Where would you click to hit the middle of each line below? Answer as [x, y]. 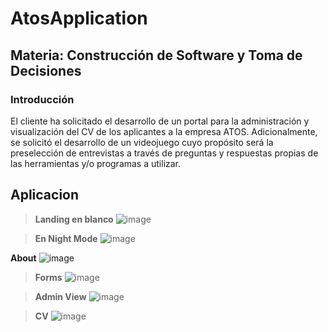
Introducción [42, 99]
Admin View [60, 296]
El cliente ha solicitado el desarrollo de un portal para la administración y [160, 121]
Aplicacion [45, 195]
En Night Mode [66, 238]
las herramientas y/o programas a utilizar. [96, 163]
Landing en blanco [74, 219]
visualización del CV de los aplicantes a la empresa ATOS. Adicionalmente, [164, 131]
